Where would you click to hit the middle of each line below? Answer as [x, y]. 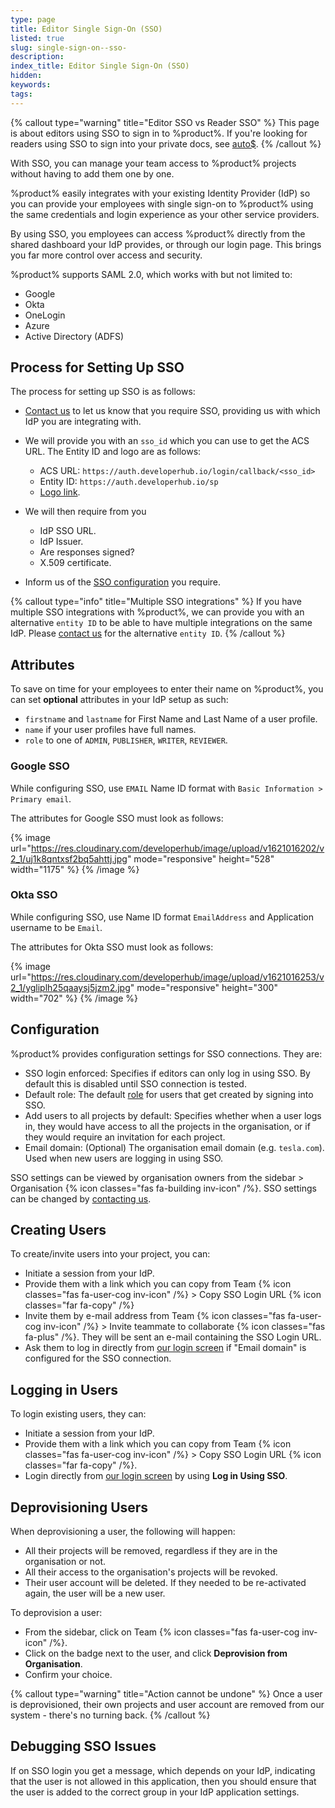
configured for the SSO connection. [98, 1358]
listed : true [37, 38]
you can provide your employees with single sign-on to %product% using [162, 203]
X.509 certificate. [75, 563]
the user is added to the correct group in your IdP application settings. [155, 1792]
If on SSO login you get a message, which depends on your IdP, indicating [163, 1770]
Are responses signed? [87, 552]
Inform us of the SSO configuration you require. [123, 582]
